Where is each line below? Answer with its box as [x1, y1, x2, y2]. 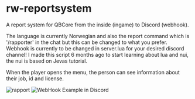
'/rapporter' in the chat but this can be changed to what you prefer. [6, 39, 168, 46]
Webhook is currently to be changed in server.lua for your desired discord [6, 45, 184, 52]
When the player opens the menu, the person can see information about [6, 69, 180, 76]
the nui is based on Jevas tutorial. [6, 57, 88, 64]
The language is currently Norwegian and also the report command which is [6, 32, 190, 39]
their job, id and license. [6, 75, 64, 82]
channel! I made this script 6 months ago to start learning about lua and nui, [6, 51, 189, 58]
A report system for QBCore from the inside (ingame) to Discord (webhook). [6, 21, 189, 28]
